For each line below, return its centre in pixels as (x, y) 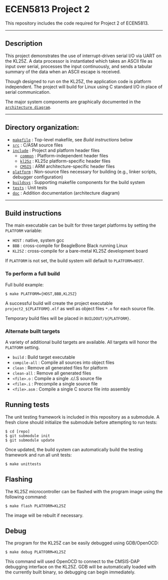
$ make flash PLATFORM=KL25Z (35, 506)
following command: (26, 497)
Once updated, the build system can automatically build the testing (74, 449)
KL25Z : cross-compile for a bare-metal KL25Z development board (80, 251)
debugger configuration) (38, 177)
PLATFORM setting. (22, 347)
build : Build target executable (44, 357)
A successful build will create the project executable (59, 303)
